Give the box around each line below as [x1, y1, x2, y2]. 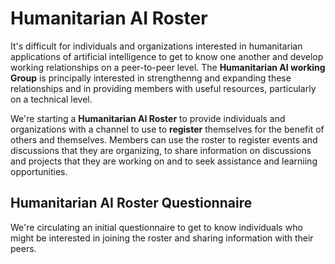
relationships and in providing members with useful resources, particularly [10, 82, 317, 94]
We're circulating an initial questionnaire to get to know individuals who [10, 221, 303, 233]
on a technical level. [10, 93, 93, 105]
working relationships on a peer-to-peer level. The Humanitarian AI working [10, 61, 326, 73]
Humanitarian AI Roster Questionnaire [10, 195, 253, 212]
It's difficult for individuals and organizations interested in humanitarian [10, 40, 303, 52]
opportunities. [10, 165, 68, 177]
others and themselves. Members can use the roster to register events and [10, 133, 318, 146]
